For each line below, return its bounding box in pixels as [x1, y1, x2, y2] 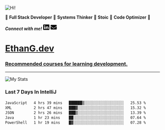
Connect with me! [5, 26, 42, 32]
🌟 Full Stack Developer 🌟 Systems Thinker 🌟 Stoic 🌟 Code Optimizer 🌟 [5, 14, 151, 20]
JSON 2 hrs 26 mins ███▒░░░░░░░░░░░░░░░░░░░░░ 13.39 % [5, 110, 146, 115]
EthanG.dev [5, 43, 55, 54]
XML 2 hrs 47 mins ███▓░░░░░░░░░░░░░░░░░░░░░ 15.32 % [5, 105, 146, 110]
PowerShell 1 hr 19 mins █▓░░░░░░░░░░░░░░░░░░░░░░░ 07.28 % [5, 120, 146, 125]
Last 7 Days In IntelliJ [5, 89, 56, 96]
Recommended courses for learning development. [5, 61, 128, 67]
